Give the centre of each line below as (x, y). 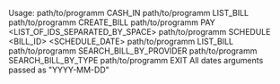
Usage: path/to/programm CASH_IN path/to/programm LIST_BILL (129, 13)
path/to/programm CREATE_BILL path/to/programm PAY (112, 22)
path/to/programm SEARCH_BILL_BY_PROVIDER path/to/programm (133, 51)
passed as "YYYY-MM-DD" (59, 70)
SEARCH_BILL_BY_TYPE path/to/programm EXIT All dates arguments (136, 60)
